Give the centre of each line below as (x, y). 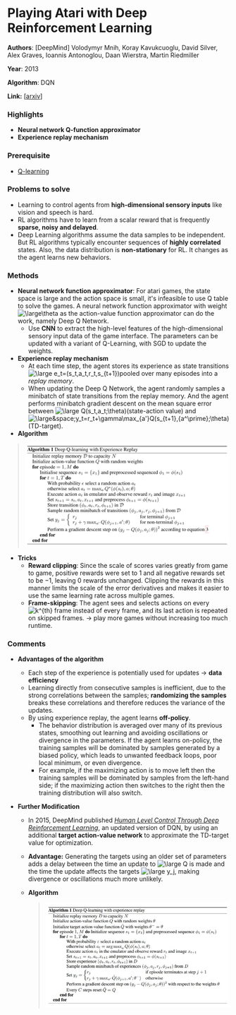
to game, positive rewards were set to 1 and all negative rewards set (126, 573)
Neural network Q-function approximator (79, 130)
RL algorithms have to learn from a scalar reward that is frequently (113, 220)
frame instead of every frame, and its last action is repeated (141, 611)
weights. (41, 351)
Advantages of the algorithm (61, 659)
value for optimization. (61, 843)
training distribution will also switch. (91, 793)
